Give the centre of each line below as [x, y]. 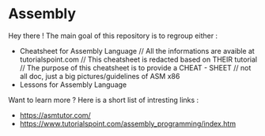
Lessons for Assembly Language [73, 85]
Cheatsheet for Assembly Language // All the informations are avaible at [137, 51]
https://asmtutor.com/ [55, 115]
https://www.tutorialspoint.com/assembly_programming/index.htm [127, 123]
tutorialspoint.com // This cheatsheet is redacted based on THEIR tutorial [138, 59]
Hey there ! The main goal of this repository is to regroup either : [113, 36]
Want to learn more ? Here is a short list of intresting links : [104, 100]
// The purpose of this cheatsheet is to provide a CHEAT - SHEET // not [135, 67]
